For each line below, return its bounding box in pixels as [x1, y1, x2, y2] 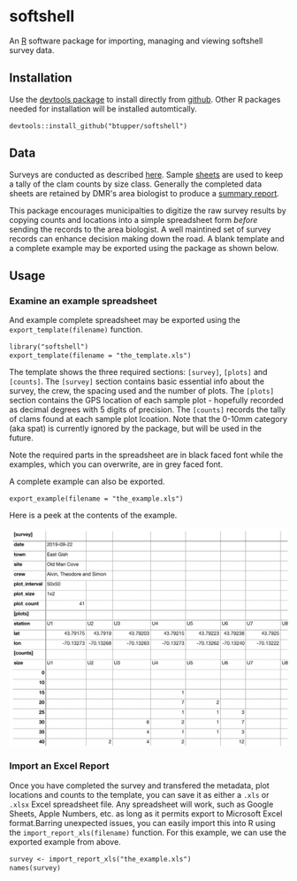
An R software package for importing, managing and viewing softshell [9, 35, 263, 46]
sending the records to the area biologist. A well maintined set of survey [9, 224, 271, 234]
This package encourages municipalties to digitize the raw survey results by [9, 205, 287, 216]
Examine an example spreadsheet [9, 295, 157, 307]
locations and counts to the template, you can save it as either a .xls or [9, 789, 270, 800]
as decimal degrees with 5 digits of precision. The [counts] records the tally [9, 404, 286, 415]
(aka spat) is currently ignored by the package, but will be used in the [9, 423, 263, 434]
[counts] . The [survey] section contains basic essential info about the [9, 376, 265, 387]
